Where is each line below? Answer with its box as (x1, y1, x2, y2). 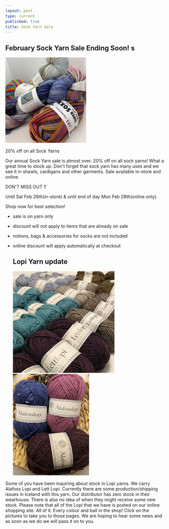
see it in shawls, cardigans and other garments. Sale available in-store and (5, 169, 161, 175)
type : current (5, 13, 36, 19)
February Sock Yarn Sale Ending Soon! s (5, 44, 135, 52)
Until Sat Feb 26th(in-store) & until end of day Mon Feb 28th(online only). (5, 193, 158, 200)
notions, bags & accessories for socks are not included (12, 233, 128, 239)
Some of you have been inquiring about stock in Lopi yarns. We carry (5, 480, 150, 486)
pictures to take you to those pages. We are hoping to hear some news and (5, 513, 162, 519)
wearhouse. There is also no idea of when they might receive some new (5, 497, 156, 503)
